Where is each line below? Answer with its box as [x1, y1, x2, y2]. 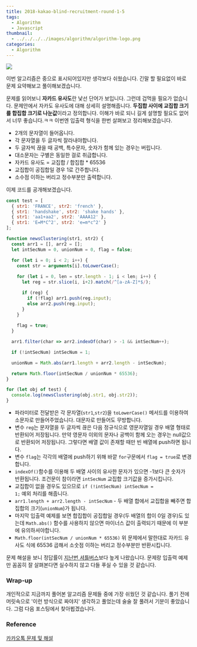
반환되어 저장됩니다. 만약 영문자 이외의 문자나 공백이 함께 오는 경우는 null [14, 431, 182, 438]
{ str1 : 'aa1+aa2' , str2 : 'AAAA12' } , [11, 214, 107, 220]
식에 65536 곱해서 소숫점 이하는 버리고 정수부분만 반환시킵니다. [25, 542, 172, 548]
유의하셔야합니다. [21, 527, 61, 533]
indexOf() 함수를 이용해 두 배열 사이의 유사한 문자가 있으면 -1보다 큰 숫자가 [14, 468, 186, 475]
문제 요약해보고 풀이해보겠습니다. [6, 82, 82, 89]
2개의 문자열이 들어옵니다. [14, 129, 75, 136]
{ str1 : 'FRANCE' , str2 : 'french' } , [11, 203, 104, 209]
